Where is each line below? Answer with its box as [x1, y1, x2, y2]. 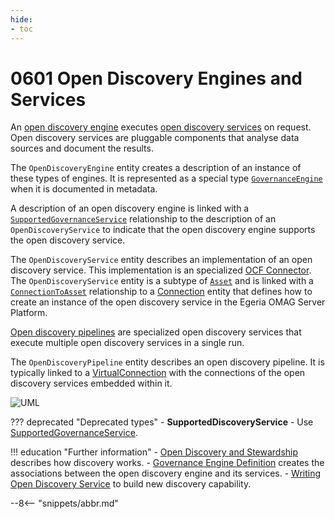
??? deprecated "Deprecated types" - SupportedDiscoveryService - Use [10, 416, 314, 428]
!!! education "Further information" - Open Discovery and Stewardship [10, 446, 299, 458]
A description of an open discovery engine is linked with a [10, 202, 250, 215]
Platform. [10, 307, 48, 319]
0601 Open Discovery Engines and [10, 67, 303, 90]
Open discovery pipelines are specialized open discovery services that [10, 326, 302, 338]
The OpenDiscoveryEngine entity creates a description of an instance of [10, 162, 302, 174]
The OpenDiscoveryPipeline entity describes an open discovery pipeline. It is [10, 356, 325, 368]
